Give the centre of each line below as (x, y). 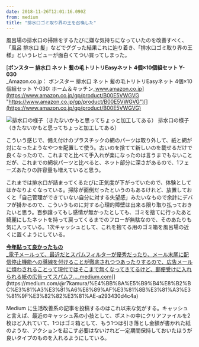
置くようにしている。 (42, 234)
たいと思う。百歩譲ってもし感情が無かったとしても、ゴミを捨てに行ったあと (99, 212)
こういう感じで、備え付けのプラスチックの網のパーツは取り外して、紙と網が (99, 141)
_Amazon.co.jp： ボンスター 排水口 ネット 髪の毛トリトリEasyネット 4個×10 (99, 81)
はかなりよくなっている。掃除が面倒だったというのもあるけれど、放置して (97, 190)
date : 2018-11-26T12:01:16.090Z (46, 12)
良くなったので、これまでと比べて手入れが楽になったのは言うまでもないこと (99, 155)
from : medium (22, 17)
